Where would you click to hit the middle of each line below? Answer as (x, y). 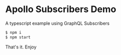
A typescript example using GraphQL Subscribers (57, 23)
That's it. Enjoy (21, 47)
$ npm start (18, 37)
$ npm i (14, 32)
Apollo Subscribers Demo (61, 9)
